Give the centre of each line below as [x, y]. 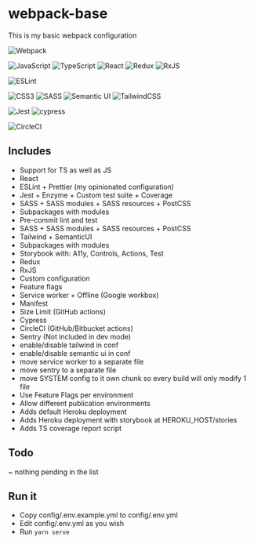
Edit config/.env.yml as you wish [71, 524]
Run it [23, 496]
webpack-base [58, 14]
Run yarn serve [44, 532]
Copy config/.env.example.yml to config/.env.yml [98, 515]
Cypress [33, 320]
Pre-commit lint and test [58, 219]
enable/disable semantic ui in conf [75, 353]
